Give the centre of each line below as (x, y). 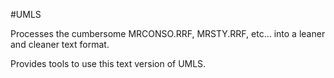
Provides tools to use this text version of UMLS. (108, 63)
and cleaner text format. (60, 44)
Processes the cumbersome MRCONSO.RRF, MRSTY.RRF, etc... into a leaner (168, 33)
